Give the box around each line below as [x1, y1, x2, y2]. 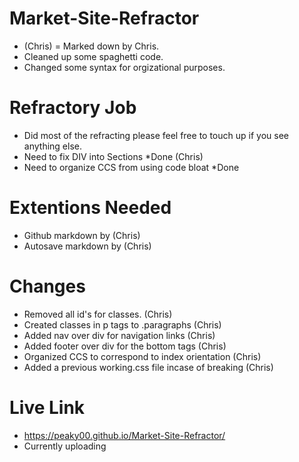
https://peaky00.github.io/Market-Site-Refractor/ [23, 429, 226, 441]
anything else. [23, 140, 82, 152]
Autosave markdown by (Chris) [23, 240, 152, 252]
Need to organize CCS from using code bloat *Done [23, 161, 240, 173]
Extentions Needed [9, 197, 172, 219]
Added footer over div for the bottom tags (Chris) [23, 340, 227, 352]
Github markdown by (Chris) [23, 229, 141, 241]
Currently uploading [23, 440, 107, 452]
